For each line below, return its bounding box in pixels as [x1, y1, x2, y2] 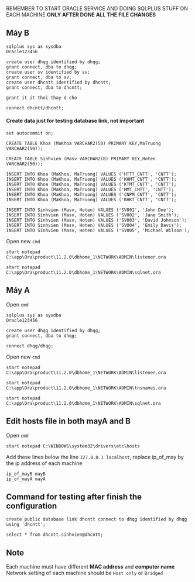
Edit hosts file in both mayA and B [6, 416, 131, 426]
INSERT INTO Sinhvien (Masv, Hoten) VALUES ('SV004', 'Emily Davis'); [6, 222, 182, 229]
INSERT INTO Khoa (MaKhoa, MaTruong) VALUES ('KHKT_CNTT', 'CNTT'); [6, 197, 177, 203]
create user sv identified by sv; [6, 69, 91, 75]
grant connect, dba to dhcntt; [6, 84, 83, 90]
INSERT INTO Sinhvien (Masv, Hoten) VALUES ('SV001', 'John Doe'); [6, 207, 175, 213]
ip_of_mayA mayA [6, 476, 46, 482]
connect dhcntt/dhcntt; [6, 105, 64, 111]
